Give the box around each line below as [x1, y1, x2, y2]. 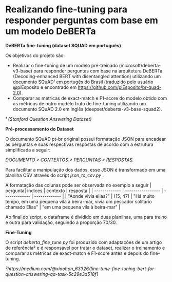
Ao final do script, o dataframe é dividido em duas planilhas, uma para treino [5, 214, 167, 220]
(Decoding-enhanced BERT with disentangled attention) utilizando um [12, 73, 161, 79]
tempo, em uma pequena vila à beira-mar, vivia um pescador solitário [5, 198, 152, 204]
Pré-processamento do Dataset [5, 126, 74, 132]
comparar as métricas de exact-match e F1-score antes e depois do [5, 250, 149, 256]
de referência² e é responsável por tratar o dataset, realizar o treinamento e [5, 245, 165, 251]
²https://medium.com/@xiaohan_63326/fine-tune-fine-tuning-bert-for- [5, 266, 156, 272]
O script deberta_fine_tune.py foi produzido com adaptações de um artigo [5, 239, 162, 245]
